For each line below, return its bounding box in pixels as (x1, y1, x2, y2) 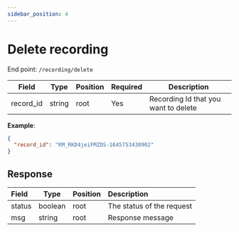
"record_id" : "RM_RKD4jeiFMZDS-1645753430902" (14, 141, 154, 148)
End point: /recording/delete (7, 65, 94, 74)
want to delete (149, 103, 197, 113)
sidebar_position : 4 (7, 10, 69, 18)
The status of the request (107, 201, 193, 211)
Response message (107, 213, 174, 222)
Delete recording (7, 41, 109, 57)
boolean (38, 201, 66, 211)
